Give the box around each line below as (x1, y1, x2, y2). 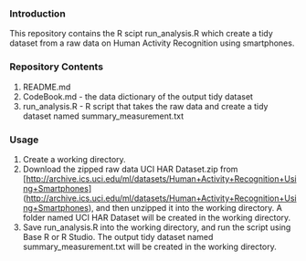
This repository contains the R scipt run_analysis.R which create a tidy (9, 28, 274, 39)
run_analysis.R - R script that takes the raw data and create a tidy (22, 100, 269, 111)
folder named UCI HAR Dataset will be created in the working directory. (22, 212, 291, 223)
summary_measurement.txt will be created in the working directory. (22, 241, 277, 252)
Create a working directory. (22, 153, 126, 164)
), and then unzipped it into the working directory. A (88, 202, 283, 213)
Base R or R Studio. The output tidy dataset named (22, 231, 214, 242)
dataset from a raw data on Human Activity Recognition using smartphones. (9, 37, 295, 48)
